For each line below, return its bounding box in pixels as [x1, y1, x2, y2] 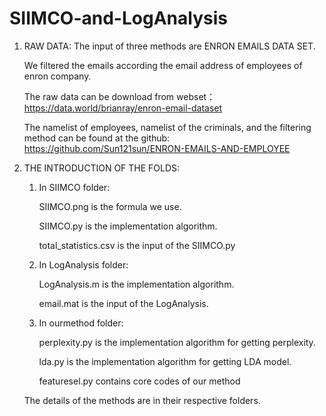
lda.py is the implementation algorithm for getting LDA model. [38, 355, 292, 367]
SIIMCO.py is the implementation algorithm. [38, 220, 218, 232]
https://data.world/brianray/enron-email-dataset [23, 102, 223, 114]
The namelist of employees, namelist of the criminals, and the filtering [23, 121, 312, 133]
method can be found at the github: [23, 132, 171, 144]
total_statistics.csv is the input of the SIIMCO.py [38, 239, 236, 251]
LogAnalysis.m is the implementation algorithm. [38, 278, 235, 290]
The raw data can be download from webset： [23, 90, 216, 102]
